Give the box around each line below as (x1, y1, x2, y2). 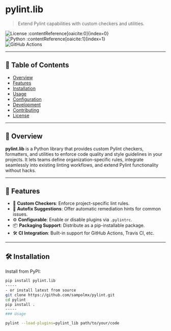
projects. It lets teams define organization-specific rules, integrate (5, 156, 144, 162)
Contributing (12, 107, 39, 113)
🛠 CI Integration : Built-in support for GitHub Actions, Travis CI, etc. (12, 230, 154, 236)
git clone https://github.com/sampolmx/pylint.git (5, 292, 115, 297)
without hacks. (5, 167, 37, 173)
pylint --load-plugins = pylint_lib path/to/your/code (5, 321, 120, 326)
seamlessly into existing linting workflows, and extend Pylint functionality (5, 162, 159, 168)
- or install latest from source (5, 288, 76, 293)
